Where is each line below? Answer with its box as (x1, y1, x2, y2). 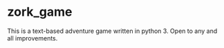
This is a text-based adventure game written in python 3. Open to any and (7, 27, 218, 35)
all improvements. (7, 34, 58, 42)
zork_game (7, 4, 73, 20)
